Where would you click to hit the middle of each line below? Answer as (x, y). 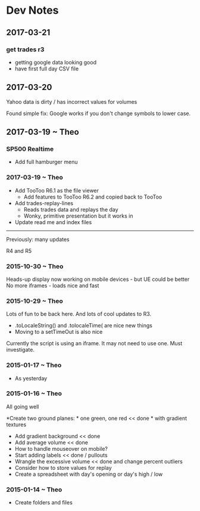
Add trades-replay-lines (44, 203)
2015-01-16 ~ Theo (34, 394)
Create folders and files (43, 503)
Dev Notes (32, 10)
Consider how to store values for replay (63, 467)
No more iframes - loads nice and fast (53, 285)
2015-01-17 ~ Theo (34, 366)
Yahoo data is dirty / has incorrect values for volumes (72, 101)
